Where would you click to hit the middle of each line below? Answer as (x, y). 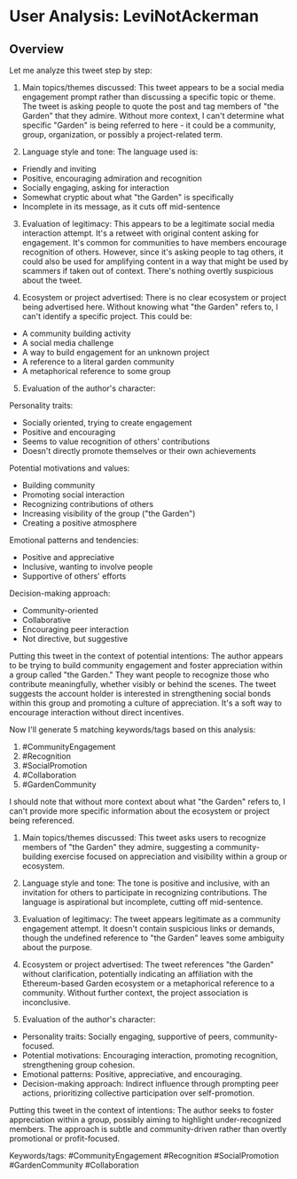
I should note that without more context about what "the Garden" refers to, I (147, 801)
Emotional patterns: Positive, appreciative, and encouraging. (132, 1074)
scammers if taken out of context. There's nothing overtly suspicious (148, 271)
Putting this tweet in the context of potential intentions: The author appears (146, 656)
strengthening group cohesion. (78, 1065)
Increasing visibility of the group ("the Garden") (109, 513)
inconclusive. (46, 1002)
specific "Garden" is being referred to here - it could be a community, (149, 125)
